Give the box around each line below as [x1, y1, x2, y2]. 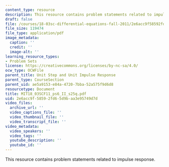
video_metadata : [5, 124, 39, 129]
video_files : [5, 101, 33, 106]
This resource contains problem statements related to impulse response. [5, 156, 156, 162]
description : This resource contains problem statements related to [5, 12, 152, 17]
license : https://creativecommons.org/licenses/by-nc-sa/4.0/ [5, 63, 138, 68]
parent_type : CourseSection [5, 77, 64, 82]
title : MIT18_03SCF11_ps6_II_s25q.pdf [5, 91, 87, 96]
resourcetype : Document [5, 86, 55, 92]
